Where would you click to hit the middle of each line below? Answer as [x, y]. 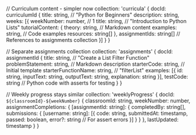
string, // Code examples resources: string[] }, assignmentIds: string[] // [93, 34]
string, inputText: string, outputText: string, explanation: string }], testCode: [97, 77]
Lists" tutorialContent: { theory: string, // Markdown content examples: [92, 27]
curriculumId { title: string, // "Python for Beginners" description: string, [93, 15]
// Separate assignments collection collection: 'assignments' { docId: [89, 52]
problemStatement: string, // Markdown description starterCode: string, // [95, 64]
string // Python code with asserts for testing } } [64, 83]
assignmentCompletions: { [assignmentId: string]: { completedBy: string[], [96, 107]
